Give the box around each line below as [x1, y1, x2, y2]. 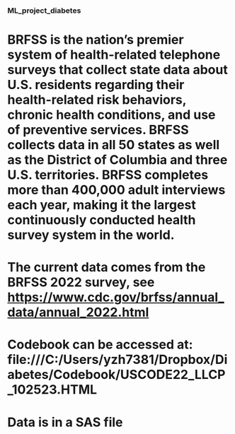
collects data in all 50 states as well [7, 137, 220, 153]
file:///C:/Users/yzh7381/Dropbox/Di [7, 352, 228, 368]
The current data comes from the [7, 259, 206, 276]
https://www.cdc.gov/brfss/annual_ [7, 289, 224, 305]
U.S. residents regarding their [7, 77, 185, 93]
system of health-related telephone [7, 47, 221, 63]
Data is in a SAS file [7, 414, 123, 430]
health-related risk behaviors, [7, 92, 187, 108]
